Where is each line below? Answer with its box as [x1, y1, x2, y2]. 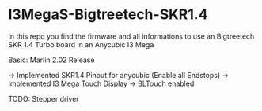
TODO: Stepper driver [8, 94, 79, 103]
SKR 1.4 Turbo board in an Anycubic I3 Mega [8, 39, 154, 49]
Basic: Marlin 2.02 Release [8, 55, 95, 65]
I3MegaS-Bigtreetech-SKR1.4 [8, 6, 208, 24]
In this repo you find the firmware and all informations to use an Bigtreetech [8, 31, 255, 41]
